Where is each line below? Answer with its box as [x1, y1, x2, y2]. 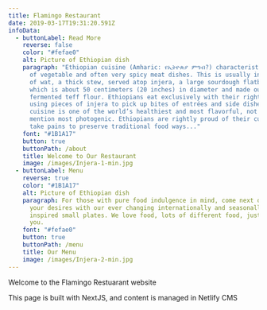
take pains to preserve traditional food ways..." [29, 122, 201, 130]
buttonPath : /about [22, 145, 87, 153]
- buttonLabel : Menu [15, 167, 83, 175]
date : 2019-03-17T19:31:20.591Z [8, 19, 115, 27]
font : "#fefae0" [22, 226, 77, 234]
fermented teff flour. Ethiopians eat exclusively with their [29, 93, 240, 101]
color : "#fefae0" [22, 48, 80, 56]
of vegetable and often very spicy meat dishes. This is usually [29, 71, 250, 79]
